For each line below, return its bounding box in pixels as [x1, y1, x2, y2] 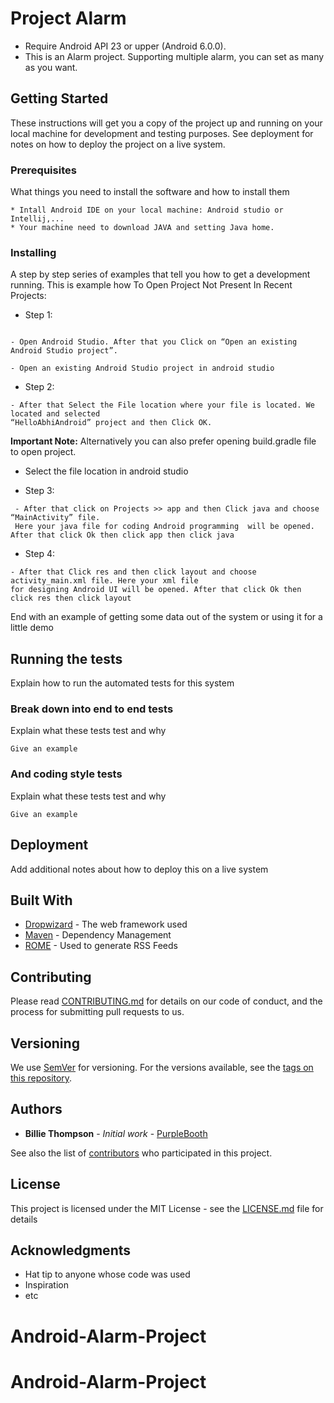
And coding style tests [10, 767, 123, 781]
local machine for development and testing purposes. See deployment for [10, 127, 314, 139]
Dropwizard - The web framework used [24, 918, 188, 931]
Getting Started [10, 90, 109, 107]
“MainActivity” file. [10, 513, 101, 523]
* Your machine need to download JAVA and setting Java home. [10, 223, 275, 233]
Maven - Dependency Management [24, 929, 172, 941]
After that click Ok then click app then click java [10, 530, 235, 541]
